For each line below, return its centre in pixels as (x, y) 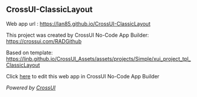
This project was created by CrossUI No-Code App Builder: (78, 35)
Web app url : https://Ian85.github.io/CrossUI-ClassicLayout (78, 23)
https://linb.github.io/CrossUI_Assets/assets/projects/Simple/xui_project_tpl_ (98, 58)
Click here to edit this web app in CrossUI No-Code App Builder (83, 76)
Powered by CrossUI (31, 88)
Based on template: (30, 53)
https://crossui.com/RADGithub (44, 41)
